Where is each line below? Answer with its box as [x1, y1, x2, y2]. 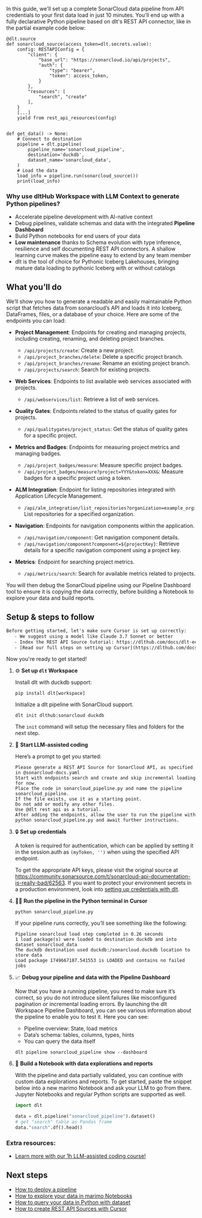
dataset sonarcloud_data [14, 942, 78, 948]
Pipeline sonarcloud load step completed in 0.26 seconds [14, 931, 164, 937]
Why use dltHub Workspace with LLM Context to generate [6, 192, 180, 200]
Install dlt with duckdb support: [14, 679, 92, 686]
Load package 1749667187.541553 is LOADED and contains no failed [14, 957, 185, 964]
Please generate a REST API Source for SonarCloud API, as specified [14, 765, 194, 771]
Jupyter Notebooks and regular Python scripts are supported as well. [14, 1091, 186, 1098]
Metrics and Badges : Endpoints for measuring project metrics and [14, 444, 180, 451]
